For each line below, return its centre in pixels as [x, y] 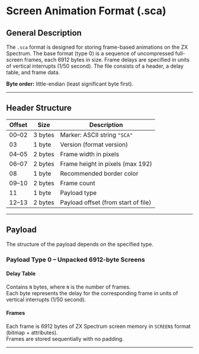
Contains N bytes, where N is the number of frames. [69, 287]
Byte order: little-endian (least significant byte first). [70, 84]
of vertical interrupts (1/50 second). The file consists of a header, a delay [95, 66]
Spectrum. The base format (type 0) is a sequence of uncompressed [90, 53]
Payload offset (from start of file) [106, 202]
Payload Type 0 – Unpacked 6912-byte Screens [76, 260]
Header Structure [39, 108]
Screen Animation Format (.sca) [86, 11]
